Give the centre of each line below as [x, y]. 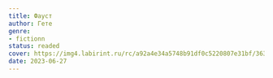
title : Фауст [30, 16]
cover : [19, 54]
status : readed [34, 46]
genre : [19, 31]
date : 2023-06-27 [38, 62]
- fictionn [27, 39]
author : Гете [30, 24]
